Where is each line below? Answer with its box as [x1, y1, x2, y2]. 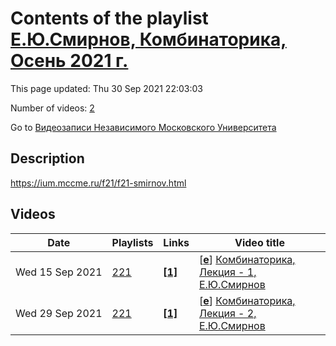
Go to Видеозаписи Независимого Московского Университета [10, 121, 277, 133]
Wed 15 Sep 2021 [15, 265, 103, 279]
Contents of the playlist [10, 7, 209, 30]
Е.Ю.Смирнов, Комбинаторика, [10, 28, 287, 51]
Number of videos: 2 [10, 102, 95, 114]
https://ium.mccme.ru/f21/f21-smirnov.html [10, 177, 187, 189]
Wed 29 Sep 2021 [15, 306, 103, 320]
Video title [234, 235, 285, 249]
